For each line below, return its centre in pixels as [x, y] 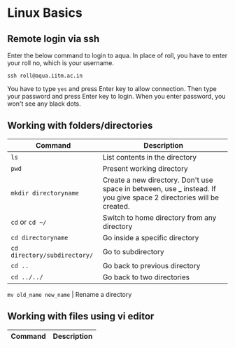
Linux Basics [45, 13]
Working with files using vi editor [81, 316]
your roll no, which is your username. [60, 63]
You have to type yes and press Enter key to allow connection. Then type [112, 89]
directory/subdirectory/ [52, 255]
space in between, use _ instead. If [159, 188]
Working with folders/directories [80, 126]
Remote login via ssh [54, 39]
